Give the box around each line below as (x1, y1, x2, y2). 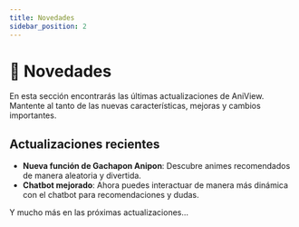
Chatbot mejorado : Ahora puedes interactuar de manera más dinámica (22, 180, 288, 191)
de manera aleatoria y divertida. (22, 170, 142, 182)
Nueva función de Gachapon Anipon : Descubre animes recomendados (22, 161, 291, 172)
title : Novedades (9, 13, 75, 23)
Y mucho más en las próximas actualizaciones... (9, 207, 188, 218)
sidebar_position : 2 (9, 22, 88, 31)
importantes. (9, 110, 57, 121)
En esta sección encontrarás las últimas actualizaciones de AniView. (9, 91, 265, 102)
